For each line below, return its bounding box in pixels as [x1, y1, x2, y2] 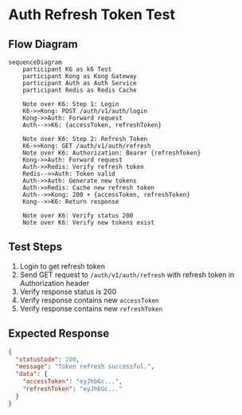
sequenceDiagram [8, 58, 62, 66]
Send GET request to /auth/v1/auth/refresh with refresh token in [19, 269, 235, 280]
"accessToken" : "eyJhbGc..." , [22, 378, 123, 386]
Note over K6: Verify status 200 [22, 212, 134, 220]
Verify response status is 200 [19, 287, 117, 296]
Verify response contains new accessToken [19, 295, 159, 304]
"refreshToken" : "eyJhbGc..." [22, 385, 123, 393]
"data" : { [15, 370, 48, 378]
